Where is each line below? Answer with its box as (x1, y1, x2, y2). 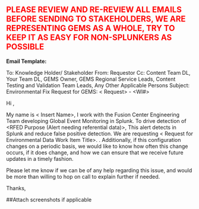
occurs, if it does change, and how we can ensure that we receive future (6, 148, 184, 156)
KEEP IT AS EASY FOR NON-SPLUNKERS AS (6, 33, 172, 43)
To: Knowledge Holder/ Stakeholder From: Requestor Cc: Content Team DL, (6, 69, 191, 76)
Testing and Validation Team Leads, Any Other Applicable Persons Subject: (6, 81, 190, 88)
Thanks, (6, 184, 26, 192)
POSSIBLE (6, 42, 45, 52)
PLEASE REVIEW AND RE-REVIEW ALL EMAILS (6, 5, 182, 15)
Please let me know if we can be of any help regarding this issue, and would (6, 166, 192, 174)
